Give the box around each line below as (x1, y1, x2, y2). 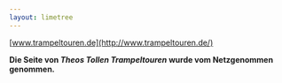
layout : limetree (9, 12, 74, 22)
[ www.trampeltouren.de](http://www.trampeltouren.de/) (9, 37, 214, 48)
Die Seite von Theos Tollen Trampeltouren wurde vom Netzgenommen (9, 54, 273, 64)
